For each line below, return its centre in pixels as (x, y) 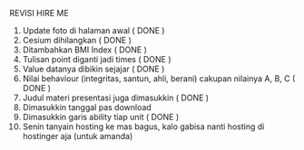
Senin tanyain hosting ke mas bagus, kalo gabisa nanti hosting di (143, 127)
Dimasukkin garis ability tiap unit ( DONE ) (101, 117)
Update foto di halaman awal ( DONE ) (93, 30)
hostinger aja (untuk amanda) (78, 136)
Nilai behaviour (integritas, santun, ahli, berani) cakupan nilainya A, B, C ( (159, 79)
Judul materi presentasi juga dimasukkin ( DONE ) (116, 98)
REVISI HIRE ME (39, 13)
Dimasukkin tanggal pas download (87, 107)
